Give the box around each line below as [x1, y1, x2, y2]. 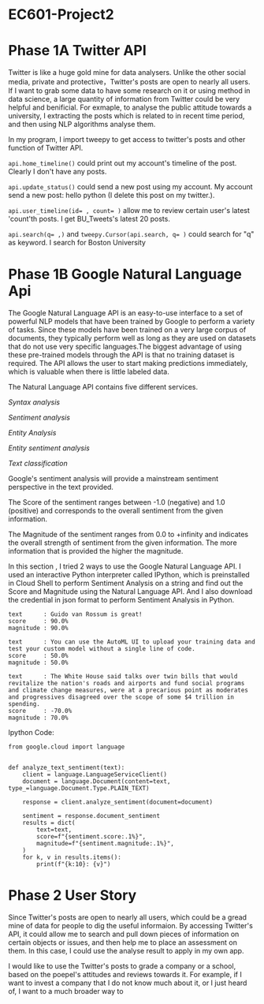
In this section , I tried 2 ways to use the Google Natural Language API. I [8, 562, 242, 571]
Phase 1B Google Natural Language [8, 266, 243, 283]
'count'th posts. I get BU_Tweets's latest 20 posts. [8, 215, 171, 224]
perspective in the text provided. [8, 483, 114, 492]
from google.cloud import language [8, 743, 125, 751]
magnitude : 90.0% [8, 625, 69, 633]
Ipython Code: [8, 728, 54, 737]
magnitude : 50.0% [8, 659, 69, 667]
